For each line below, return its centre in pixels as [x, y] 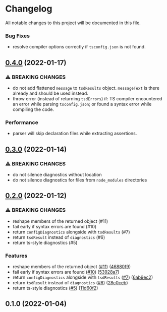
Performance [22, 122]
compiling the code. [33, 109]
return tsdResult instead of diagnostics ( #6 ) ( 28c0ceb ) [70, 282]
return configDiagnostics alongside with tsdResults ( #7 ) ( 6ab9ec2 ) [83, 277]
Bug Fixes [18, 36]
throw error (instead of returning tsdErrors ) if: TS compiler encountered [87, 98]
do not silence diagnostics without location [57, 174]
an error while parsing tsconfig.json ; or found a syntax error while [82, 104]
